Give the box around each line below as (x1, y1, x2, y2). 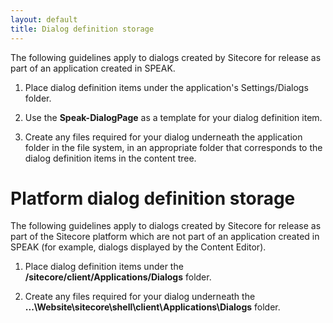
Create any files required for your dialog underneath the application (24, 131, 303, 143)
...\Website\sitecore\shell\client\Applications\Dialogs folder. (24, 301, 281, 313)
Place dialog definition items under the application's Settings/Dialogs (24, 81, 309, 93)
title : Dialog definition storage (10, 24, 155, 34)
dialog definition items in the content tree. (24, 152, 197, 164)
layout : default (10, 14, 78, 25)
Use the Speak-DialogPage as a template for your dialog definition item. (24, 111, 323, 123)
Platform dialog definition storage (10, 187, 296, 210)
